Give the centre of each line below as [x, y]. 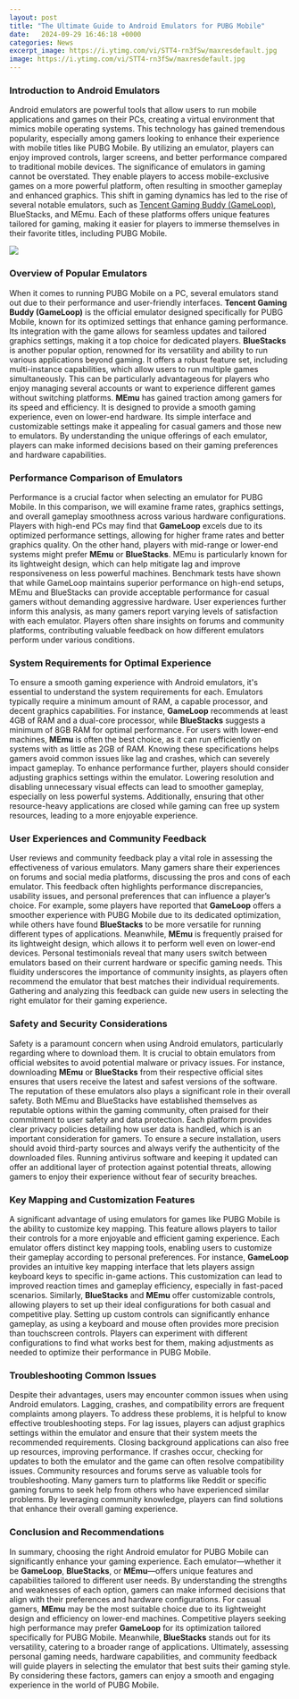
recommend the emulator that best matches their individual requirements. [144, 981]
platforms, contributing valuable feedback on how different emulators [137, 630]
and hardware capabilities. [58, 454]
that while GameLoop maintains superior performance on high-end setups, [147, 582]
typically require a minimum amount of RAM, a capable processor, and [138, 701]
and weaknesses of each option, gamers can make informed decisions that [147, 1590]
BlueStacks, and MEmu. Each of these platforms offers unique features [140, 215]
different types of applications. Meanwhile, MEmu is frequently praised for [146, 934]
